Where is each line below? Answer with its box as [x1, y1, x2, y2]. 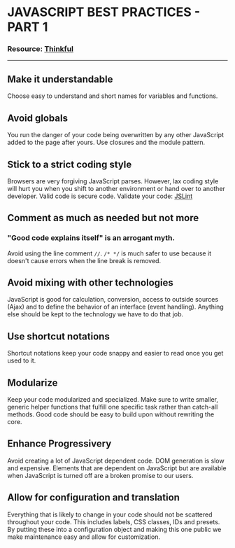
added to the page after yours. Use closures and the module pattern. [7, 138, 205, 147]
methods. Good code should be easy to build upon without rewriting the [7, 410, 215, 419]
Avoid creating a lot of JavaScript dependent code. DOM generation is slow [7, 456, 225, 465]
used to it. [7, 356, 36, 365]
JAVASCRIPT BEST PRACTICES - [7, 4, 201, 20]
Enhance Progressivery [7, 438, 112, 450]
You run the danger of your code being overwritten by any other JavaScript [7, 131, 225, 139]
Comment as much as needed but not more [7, 212, 199, 224]
